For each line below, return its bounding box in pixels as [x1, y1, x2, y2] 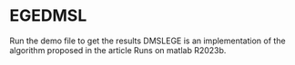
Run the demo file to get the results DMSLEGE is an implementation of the [9, 35, 286, 46]
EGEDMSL [9, 5, 87, 26]
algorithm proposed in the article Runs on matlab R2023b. [9, 44, 227, 55]
